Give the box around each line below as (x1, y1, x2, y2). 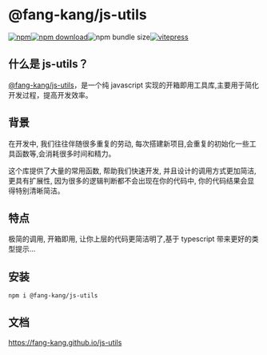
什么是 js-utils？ (8, 58, 90, 71)
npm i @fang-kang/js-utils (8, 292, 98, 300)
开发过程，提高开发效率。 (8, 90, 93, 99)
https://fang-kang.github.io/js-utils (8, 337, 122, 347)
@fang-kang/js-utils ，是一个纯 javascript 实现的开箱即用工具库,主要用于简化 (8, 80, 260, 90)
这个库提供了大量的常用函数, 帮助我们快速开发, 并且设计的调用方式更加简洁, (8, 166, 257, 175)
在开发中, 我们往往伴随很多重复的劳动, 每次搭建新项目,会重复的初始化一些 (8, 139, 249, 148)
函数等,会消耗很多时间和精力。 (14, 148, 116, 158)
